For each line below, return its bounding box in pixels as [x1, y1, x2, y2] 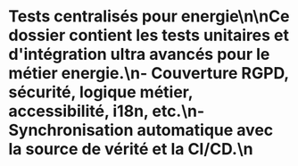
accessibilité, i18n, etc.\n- [8, 101, 205, 121]
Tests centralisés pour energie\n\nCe [8, 6, 290, 27]
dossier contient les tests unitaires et [8, 25, 290, 46]
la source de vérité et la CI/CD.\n [8, 139, 253, 160]
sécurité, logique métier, [8, 82, 194, 103]
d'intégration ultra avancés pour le [8, 45, 270, 64]
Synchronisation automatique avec [8, 120, 274, 140]
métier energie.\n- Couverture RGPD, [8, 63, 289, 84]
